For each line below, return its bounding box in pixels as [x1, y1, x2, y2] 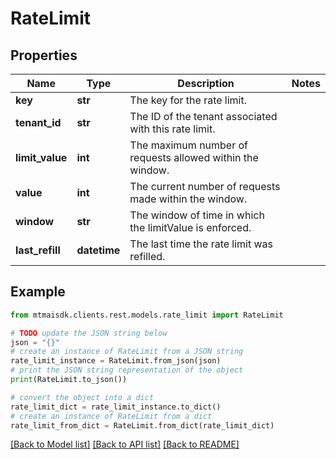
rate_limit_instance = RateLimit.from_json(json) [10, 356, 222, 366]
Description [177, 77, 235, 90]
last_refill [15, 243, 61, 257]
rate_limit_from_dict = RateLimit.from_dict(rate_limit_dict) [10, 420, 275, 431]
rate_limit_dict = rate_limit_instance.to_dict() [10, 402, 222, 412]
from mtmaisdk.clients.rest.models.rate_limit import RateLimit [10, 310, 284, 320]
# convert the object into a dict [10, 392, 155, 402]
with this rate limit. [129, 122, 216, 136]
